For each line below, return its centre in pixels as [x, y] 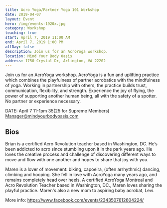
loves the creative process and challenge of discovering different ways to [81, 154]
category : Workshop [25, 28]
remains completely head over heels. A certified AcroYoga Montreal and [79, 180]
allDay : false [20, 47]
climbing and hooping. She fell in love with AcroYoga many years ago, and [81, 175]
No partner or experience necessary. [43, 101]
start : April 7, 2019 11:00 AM [38, 38]
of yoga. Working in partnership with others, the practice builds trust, [76, 86]
